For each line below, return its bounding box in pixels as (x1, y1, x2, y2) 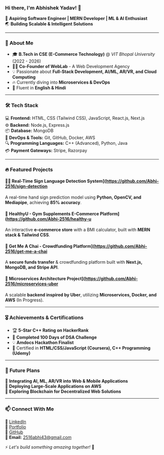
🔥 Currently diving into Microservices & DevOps (12, 79, 110, 85)
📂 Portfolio (5, 424, 26, 430)
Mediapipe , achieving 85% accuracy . (5, 200, 82, 205)
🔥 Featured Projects (5, 166, 53, 173)
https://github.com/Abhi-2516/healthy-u (6, 216, 92, 222)
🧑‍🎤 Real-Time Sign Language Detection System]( (5, 178, 106, 184)
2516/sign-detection (5, 183, 48, 189)
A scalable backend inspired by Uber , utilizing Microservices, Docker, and (5, 292, 157, 297)
